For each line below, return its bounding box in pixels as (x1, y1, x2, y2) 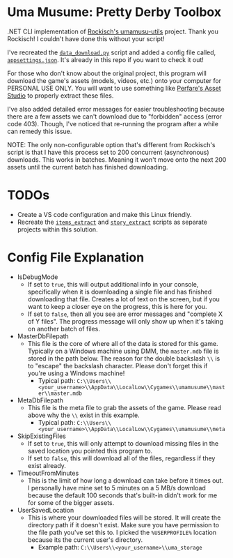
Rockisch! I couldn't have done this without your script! (7, 34, 165, 43)
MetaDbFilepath (17, 395, 64, 405)
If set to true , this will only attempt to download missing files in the (27, 439, 219, 447)
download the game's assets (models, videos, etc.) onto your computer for (7, 76, 221, 84)
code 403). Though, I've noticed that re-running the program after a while (7, 119, 219, 128)
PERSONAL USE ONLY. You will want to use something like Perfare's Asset (7, 84, 221, 92)
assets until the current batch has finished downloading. (7, 163, 168, 171)
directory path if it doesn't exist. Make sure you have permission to (27, 520, 220, 529)
